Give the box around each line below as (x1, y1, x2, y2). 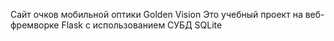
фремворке (10, 19, 60, 31)
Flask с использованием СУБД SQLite (61, 19, 223, 31)
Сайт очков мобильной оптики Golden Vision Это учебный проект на (10, 9, 303, 20)
